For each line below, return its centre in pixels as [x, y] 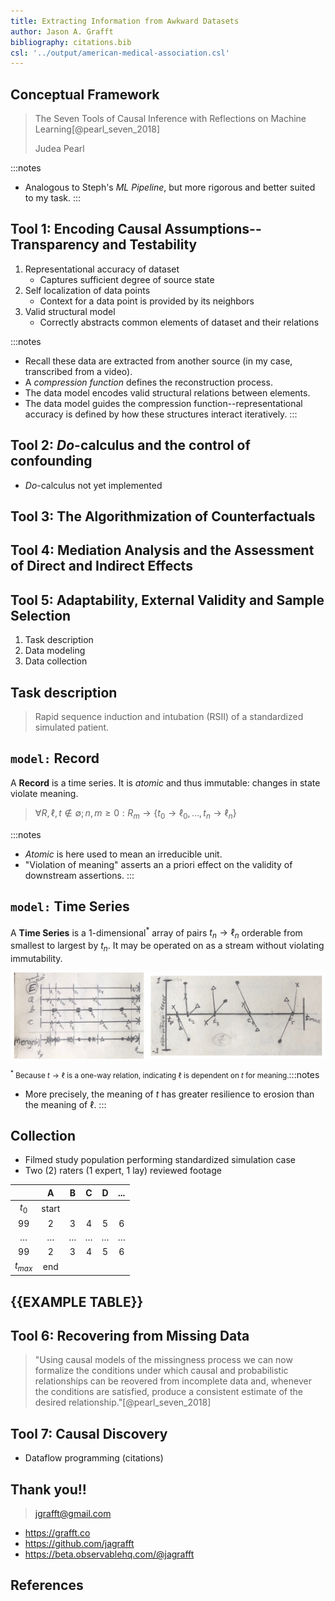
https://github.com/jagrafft [79, 1544]
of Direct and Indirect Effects [101, 566]
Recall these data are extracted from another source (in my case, [158, 361]
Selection [41, 615]
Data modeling [55, 651]
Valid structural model [70, 311]
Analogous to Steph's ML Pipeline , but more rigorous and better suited [170, 187]
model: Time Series [70, 906]
